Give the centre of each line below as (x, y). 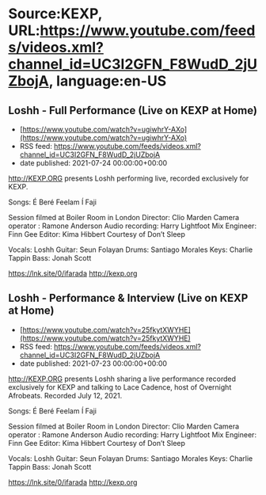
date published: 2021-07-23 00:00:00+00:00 (93, 363)
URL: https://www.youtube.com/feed (132, 30)
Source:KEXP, (55, 14)
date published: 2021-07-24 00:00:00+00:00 (93, 163)
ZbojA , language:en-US (87, 81)
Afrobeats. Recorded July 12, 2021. (65, 395)
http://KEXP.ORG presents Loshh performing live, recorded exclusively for (129, 178)
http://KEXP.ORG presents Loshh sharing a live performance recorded (122, 379)
